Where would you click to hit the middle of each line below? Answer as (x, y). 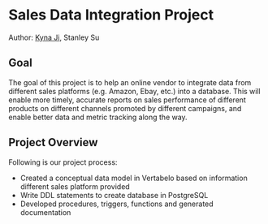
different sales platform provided (75, 186)
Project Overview (53, 142)
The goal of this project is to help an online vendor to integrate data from (130, 82)
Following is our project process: (63, 162)
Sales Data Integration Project (111, 15)
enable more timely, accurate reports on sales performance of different (127, 100)
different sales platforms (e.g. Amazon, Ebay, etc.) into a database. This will (135, 91)
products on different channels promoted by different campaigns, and (125, 108)
